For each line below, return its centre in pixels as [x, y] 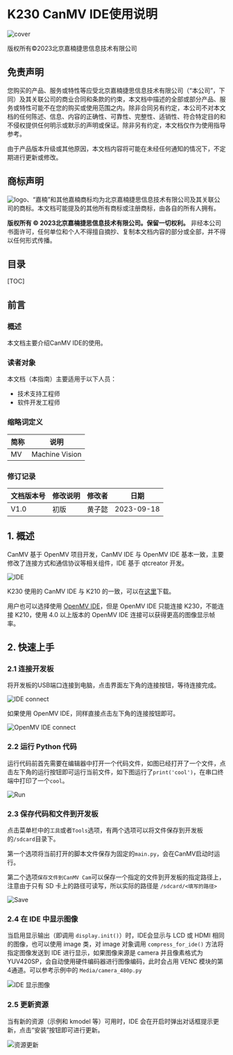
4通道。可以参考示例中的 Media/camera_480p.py [75, 970]
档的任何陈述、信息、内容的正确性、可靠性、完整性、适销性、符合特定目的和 [116, 116]
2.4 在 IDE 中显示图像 [43, 919]
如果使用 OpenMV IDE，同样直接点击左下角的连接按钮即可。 [93, 714]
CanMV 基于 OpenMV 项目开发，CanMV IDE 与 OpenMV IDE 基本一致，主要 [115, 554]
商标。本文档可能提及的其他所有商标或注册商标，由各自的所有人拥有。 [119, 208]
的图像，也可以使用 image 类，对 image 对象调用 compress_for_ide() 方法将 [115, 944]
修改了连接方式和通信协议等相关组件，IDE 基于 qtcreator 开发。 [98, 563]
